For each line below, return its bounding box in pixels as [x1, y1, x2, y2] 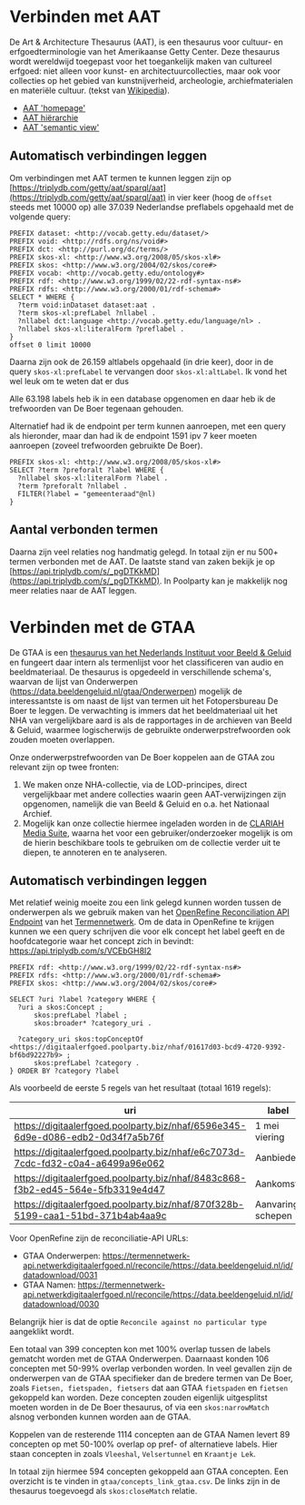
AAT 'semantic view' [22, 121, 100, 133]
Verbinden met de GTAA [9, 616, 196, 637]
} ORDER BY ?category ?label [9, 1067, 120, 1076]
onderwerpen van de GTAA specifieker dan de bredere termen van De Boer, [9, 1373, 293, 1384]
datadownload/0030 [22, 1299, 100, 1310]
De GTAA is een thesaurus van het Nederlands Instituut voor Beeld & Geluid [9, 646, 292, 657]
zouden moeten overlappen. [9, 734, 115, 745]
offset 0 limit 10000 [9, 340, 92, 350]
